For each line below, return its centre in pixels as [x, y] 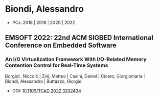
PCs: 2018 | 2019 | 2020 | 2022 [44, 22]
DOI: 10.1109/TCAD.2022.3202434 [47, 91]
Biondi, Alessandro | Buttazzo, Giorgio [43, 81]
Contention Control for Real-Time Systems [57, 65]
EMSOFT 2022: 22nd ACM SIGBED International [79, 38]
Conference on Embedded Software [61, 46]
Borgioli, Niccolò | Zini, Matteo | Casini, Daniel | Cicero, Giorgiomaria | [75, 76]
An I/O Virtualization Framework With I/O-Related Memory [76, 59]
